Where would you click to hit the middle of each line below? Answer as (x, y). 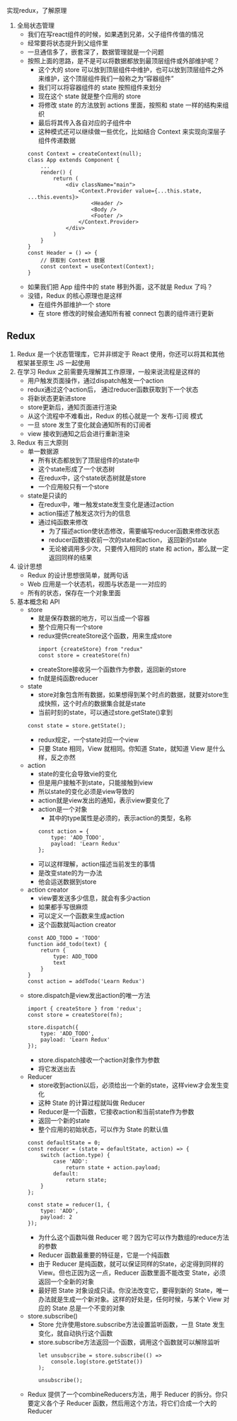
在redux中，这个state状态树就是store (92, 478)
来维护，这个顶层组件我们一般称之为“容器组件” (106, 79)
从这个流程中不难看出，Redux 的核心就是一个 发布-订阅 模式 (115, 415)
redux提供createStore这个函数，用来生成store (105, 635)
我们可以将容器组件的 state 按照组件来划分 (100, 87)
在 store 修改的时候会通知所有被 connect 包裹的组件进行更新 (126, 313)
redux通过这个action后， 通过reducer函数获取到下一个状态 (113, 389)
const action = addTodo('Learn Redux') (86, 981)
